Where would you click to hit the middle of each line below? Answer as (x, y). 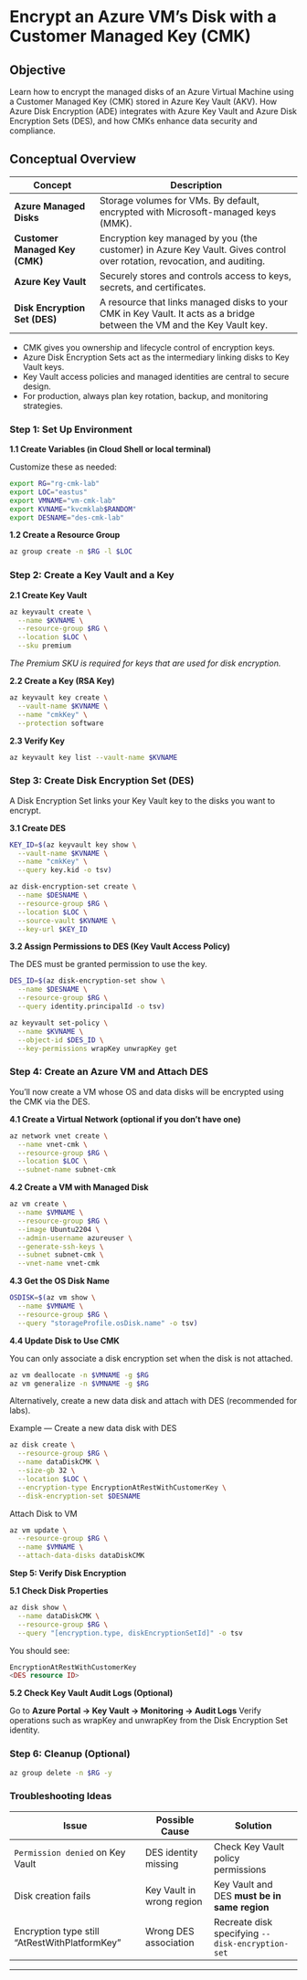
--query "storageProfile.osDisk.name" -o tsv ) (108, 1323)
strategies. (43, 405)
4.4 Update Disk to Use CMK (65, 1341)
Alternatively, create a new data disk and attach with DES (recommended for (153, 1401)
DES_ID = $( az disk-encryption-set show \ (88, 981)
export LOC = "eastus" (49, 492)
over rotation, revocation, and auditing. (182, 260)
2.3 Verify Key (37, 741)
